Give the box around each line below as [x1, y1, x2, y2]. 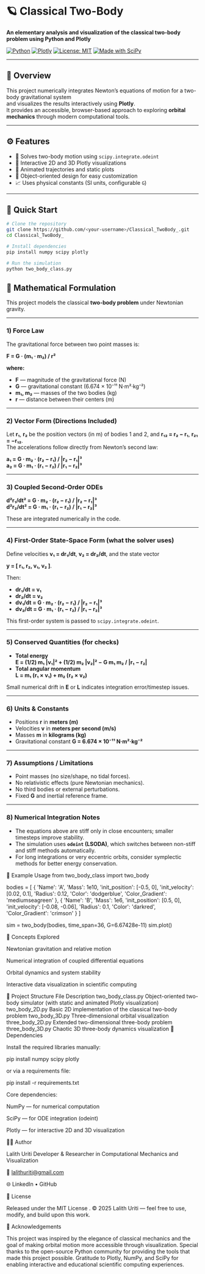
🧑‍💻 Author [6, 1138, 32, 1145]
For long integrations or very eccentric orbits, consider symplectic [15, 853, 182, 860]
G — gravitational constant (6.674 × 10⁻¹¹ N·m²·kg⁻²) [15, 383, 146, 390]
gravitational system [20, 93, 72, 100]
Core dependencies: [6, 1090, 58, 1098]
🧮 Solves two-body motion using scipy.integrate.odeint [15, 152, 159, 160]
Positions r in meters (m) [15, 718, 78, 725]
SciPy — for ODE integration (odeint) [6, 1114, 99, 1122]
